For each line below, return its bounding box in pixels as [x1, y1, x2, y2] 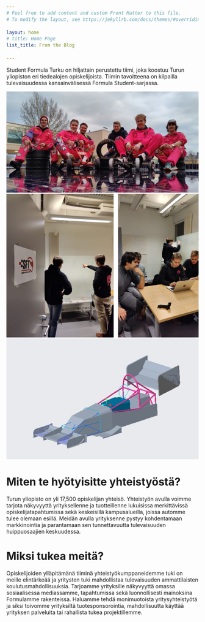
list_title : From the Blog [6, 42, 75, 48]
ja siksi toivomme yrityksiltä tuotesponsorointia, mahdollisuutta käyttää [6, 602, 184, 609]
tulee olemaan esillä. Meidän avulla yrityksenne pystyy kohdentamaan [6, 515, 182, 522]
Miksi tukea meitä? [6, 549, 104, 563]
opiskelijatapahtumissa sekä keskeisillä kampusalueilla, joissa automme [6, 509, 186, 516]
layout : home [6, 29, 40, 36]
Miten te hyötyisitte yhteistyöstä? [6, 475, 181, 489]
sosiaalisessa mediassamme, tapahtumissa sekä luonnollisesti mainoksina [6, 589, 193, 596]
